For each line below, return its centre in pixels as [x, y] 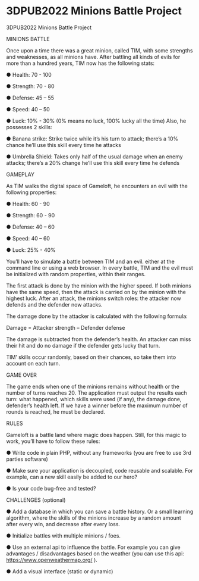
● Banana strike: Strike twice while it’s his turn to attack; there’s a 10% [92, 139]
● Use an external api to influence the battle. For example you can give [93, 547]
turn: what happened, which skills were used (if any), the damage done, [94, 399]
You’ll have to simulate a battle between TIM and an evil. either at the [91, 261]
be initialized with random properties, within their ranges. [76, 274]
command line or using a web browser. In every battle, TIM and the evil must [100, 268]
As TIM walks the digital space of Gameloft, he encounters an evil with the [97, 186]
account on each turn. [33, 363]
